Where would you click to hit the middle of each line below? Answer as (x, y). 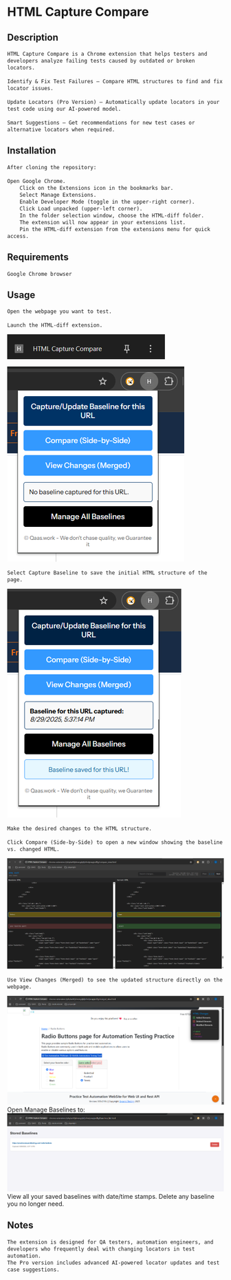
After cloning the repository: (52, 167)
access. (18, 236)
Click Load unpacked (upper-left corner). (81, 208)
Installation (32, 151)
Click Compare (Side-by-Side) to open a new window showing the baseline (115, 843)
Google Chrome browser (40, 274)
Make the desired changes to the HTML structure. (80, 829)
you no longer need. (36, 1204)
